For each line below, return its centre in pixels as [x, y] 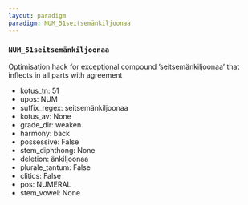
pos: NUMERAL [45, 184]
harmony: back [45, 133]
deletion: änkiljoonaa [54, 159]
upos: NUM [39, 99]
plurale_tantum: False [55, 167]
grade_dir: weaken [51, 124]
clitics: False [41, 175]
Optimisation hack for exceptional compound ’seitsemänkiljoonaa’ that [124, 66]
